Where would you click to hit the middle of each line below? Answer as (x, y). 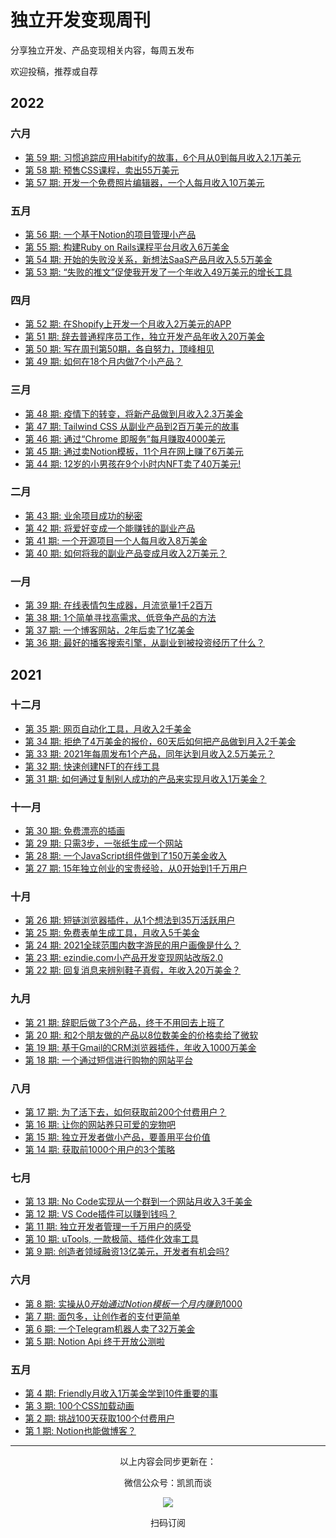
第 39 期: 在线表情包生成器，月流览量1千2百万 (118, 605)
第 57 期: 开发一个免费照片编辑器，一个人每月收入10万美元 (144, 182)
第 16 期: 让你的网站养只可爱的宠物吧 (100, 1124)
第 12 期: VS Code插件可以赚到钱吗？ (100, 1214)
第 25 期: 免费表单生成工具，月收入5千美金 (112, 933)
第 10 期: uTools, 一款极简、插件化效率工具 (112, 1239)
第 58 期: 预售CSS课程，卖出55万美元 (102, 170)
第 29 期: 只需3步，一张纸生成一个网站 (103, 843)
